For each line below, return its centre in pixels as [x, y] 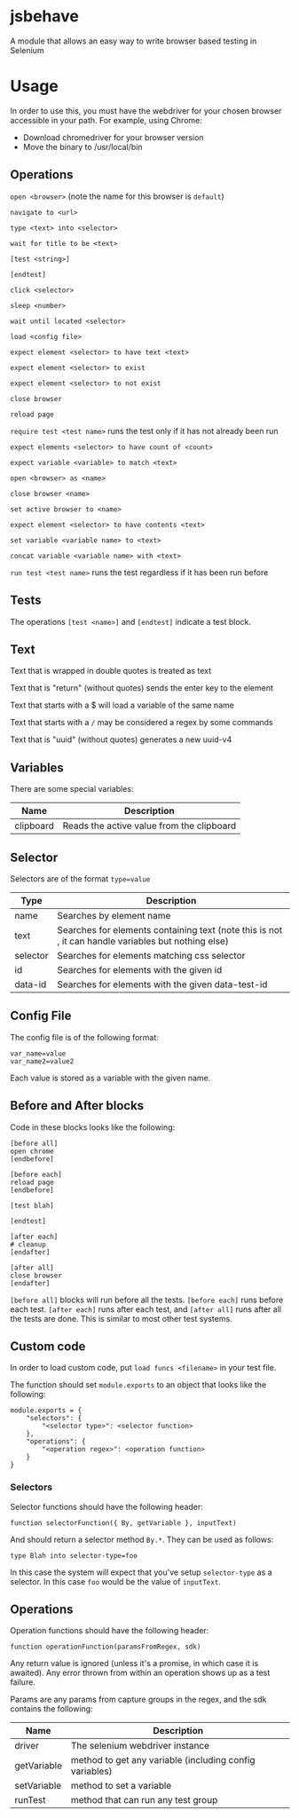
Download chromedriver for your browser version [113, 137]
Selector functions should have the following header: [106, 1506]
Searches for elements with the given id [140, 969]
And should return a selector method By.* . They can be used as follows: [142, 1539]
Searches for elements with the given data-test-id [162, 984]
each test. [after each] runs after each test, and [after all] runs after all [146, 1309]
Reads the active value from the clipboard [149, 826]
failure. [23, 1682]
